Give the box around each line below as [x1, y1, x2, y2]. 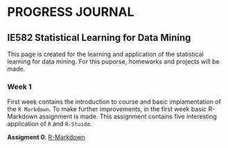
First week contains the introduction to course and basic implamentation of [7, 98, 222, 106]
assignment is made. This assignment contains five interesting [39, 112, 217, 121]
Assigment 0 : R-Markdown [7, 133, 85, 142]
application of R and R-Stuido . [7, 120, 92, 128]
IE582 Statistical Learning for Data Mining [7, 32, 191, 44]
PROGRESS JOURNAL [7, 4, 134, 20]
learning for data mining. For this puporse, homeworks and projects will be [7, 57, 220, 66]
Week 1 [7, 82, 33, 91]
